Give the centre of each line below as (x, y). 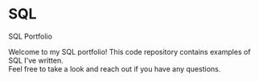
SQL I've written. (36, 60)
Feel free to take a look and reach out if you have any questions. (115, 68)
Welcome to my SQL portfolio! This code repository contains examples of (129, 51)
